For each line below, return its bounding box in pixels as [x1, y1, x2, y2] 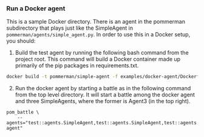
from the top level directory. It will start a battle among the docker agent [15, 91, 195, 98]
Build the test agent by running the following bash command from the [15, 49, 189, 56]
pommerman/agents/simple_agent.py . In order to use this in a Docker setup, [6, 31, 191, 38]
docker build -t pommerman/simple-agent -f [6, 74, 118, 80]
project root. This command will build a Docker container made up [15, 56, 181, 63]
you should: [6, 38, 36, 45]
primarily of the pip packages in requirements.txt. [15, 62, 139, 69]
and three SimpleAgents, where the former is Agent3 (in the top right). [15, 98, 191, 105]
